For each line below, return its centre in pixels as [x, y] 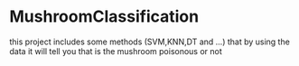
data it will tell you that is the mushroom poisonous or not [116, 51]
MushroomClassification [104, 17]
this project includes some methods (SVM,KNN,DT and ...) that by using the [150, 42]
